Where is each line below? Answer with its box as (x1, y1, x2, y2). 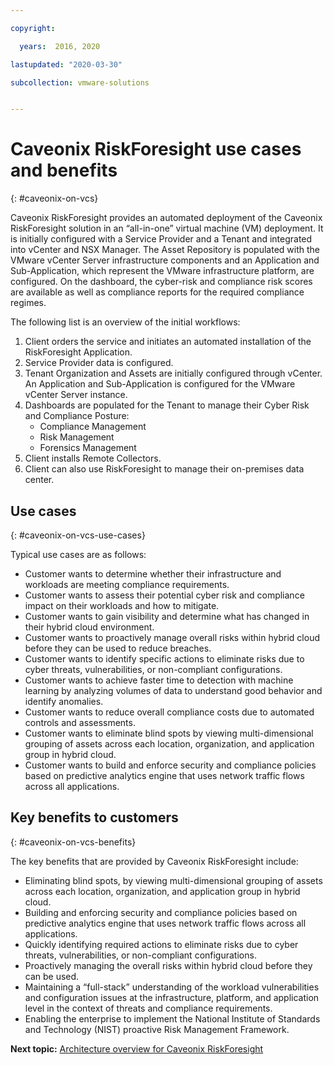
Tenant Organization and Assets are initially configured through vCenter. (24, 367, 323, 380)
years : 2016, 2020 (19, 41, 101, 51)
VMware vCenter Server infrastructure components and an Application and (10, 254, 320, 266)
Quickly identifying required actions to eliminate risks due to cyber (24, 938, 299, 950)
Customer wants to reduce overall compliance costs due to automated (24, 706, 315, 718)
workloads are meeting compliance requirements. (24, 579, 230, 590)
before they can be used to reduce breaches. (24, 642, 212, 654)
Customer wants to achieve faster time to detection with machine (24, 674, 294, 686)
